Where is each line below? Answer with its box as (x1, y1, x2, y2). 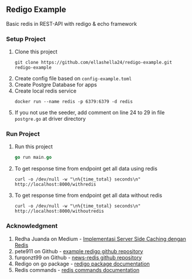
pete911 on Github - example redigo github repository (14, 247, 143, 254)
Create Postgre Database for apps (14, 81, 97, 89)
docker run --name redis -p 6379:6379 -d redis (14, 99, 133, 105)
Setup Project (6, 35, 46, 43)
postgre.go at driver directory (14, 115, 86, 123)
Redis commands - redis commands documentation (14, 266, 139, 273)
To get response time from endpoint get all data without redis (14, 192, 163, 199)
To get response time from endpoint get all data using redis (14, 165, 158, 172)
